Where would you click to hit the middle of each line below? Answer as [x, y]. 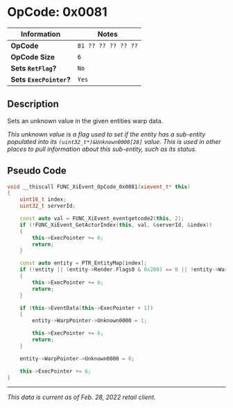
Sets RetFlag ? [34, 68]
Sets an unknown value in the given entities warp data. [85, 121]
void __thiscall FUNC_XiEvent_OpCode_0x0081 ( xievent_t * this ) [99, 187]
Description [33, 104]
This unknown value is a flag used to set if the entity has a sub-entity [106, 134]
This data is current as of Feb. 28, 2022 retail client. [81, 397]
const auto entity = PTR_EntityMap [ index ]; [84, 263]
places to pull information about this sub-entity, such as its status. [102, 149]
